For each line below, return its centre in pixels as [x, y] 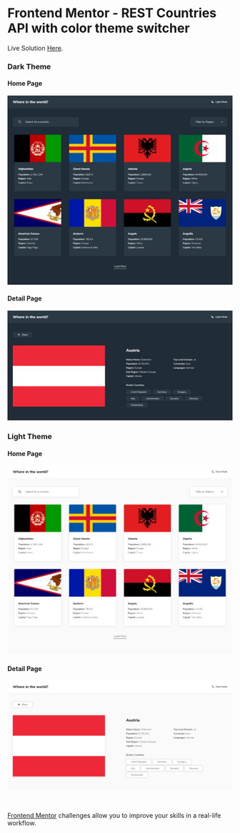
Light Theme [30, 437]
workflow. [22, 823]
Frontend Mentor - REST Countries [112, 13]
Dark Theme [29, 66]
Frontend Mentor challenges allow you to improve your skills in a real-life [114, 816]
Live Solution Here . [35, 48]
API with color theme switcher [99, 28]
